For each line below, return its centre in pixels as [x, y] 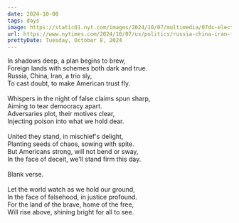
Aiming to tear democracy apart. [55, 106]
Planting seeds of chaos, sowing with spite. [71, 144]
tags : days [23, 21]
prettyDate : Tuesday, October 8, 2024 [65, 41]
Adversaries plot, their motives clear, [61, 114]
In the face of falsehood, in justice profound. [72, 197]
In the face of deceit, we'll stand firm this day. [74, 159]
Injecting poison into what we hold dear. [66, 121]
